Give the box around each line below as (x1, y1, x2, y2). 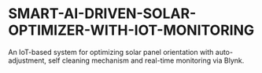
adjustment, (8, 56, 47, 65)
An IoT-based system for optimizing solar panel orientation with (8, 47, 214, 57)
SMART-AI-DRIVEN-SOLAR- (8, 5, 197, 23)
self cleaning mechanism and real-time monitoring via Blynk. (48, 56, 245, 65)
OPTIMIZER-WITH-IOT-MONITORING (8, 21, 254, 39)
